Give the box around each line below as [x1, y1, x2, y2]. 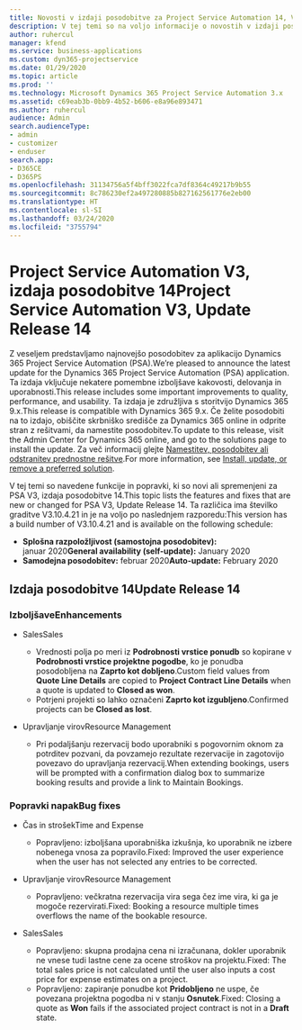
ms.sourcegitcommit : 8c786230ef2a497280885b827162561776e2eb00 [9, 189, 252, 198]
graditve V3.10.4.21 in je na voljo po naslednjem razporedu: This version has [9, 510, 288, 520]
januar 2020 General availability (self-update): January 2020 [22, 546, 251, 556]
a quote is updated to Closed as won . [35, 685, 175, 696]
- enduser [9, 147, 47, 156]
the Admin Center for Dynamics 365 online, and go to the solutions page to [9, 434, 288, 446]
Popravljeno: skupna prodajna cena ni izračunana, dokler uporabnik [35, 945, 287, 956]
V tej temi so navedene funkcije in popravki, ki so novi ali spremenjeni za [9, 481, 278, 492]
